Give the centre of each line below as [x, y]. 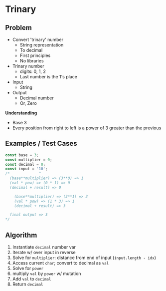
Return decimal [28, 284]
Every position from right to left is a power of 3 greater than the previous [87, 128]
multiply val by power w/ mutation [47, 274]
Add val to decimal [32, 279]
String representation [42, 45]
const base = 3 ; [22, 155]
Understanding [21, 113]
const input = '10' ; [27, 169]
